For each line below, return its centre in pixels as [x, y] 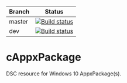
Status [54, 11]
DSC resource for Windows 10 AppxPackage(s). [64, 74]
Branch [19, 11]
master [18, 21]
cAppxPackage [44, 57]
